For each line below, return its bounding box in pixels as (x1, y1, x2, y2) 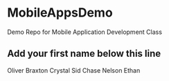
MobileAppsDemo (7, 5, 113, 21)
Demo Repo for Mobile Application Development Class (7, 28, 163, 36)
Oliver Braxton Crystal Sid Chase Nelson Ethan (7, 66, 141, 74)
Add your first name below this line (7, 48, 161, 60)
